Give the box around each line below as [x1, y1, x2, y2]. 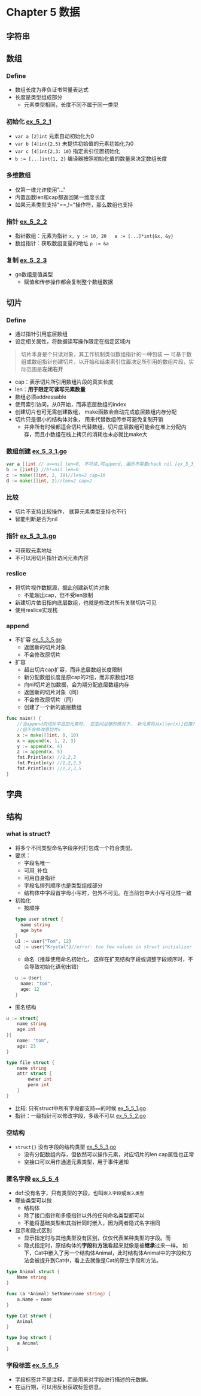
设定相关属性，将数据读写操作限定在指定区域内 [14, 338, 130, 345]
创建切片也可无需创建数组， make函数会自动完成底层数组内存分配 [14, 408, 177, 415]
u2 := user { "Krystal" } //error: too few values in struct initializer [14, 944, 193, 950]
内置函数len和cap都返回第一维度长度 [14, 193, 106, 201]
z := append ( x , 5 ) [17, 749, 63, 755]
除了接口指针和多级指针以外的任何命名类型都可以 [23, 1212, 145, 1219]
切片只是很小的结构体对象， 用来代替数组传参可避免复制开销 [14, 416, 163, 423]
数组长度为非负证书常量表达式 [14, 86, 89, 94]
